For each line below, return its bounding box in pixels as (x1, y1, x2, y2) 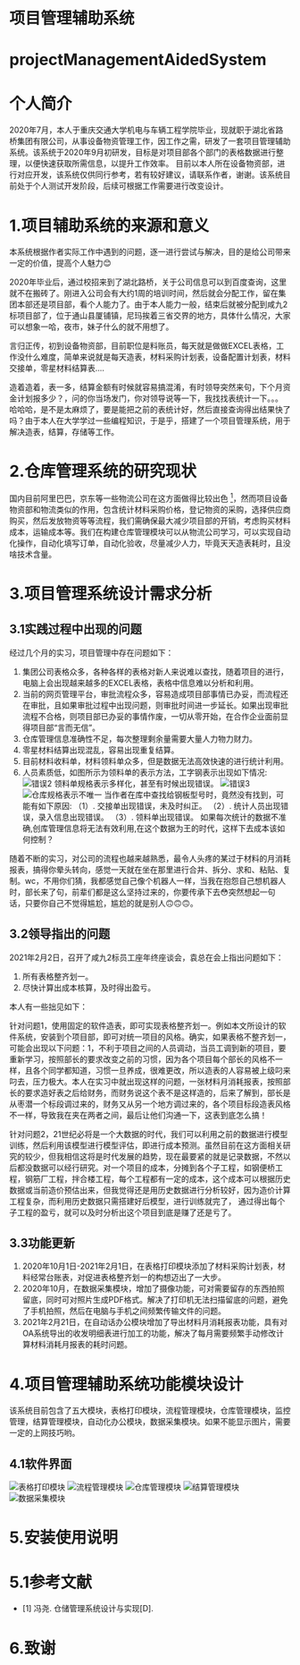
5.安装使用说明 (9, 1527, 119, 1548)
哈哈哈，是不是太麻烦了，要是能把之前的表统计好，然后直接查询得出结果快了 (9, 404, 291, 415)
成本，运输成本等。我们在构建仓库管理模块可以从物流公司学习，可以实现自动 (9, 526, 291, 537)
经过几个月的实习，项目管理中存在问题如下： (9, 647, 174, 658)
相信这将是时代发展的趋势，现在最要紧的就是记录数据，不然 (63, 1151, 283, 1161)
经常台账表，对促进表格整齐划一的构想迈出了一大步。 (29, 1272, 226, 1283)
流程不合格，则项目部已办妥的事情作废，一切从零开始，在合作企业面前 (21, 710, 281, 721)
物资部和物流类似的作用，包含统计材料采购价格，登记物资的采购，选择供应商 (9, 504, 291, 514)
